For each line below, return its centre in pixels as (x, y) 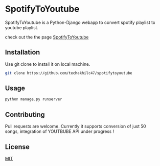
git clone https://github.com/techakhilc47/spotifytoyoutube (69, 73)
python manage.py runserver (34, 99)
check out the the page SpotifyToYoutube (47, 37)
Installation (23, 52)
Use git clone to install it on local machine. (48, 64)
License (17, 147)
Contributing (25, 115)
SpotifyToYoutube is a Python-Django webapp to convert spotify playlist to (80, 22)
